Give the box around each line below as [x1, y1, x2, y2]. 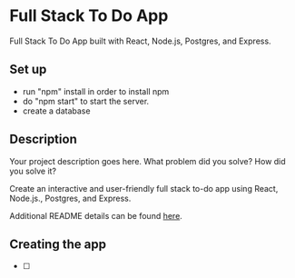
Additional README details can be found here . [9, 210, 183, 221]
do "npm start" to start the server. [22, 95, 150, 106]
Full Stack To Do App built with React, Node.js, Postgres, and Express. [9, 35, 271, 46]
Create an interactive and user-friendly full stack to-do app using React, [9, 183, 279, 194]
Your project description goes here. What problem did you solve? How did [9, 155, 286, 166]
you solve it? [9, 165, 57, 176]
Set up [9, 62, 47, 77]
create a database [22, 105, 91, 116]
